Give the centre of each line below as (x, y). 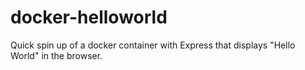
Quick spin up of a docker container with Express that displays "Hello (153, 45)
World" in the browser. (56, 55)
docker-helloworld (89, 17)
